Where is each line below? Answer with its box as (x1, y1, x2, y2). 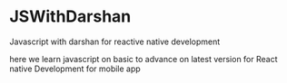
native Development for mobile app (9, 63, 141, 74)
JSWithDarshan (9, 6, 132, 27)
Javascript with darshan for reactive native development (9, 36, 221, 47)
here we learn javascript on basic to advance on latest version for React (9, 53, 279, 64)
